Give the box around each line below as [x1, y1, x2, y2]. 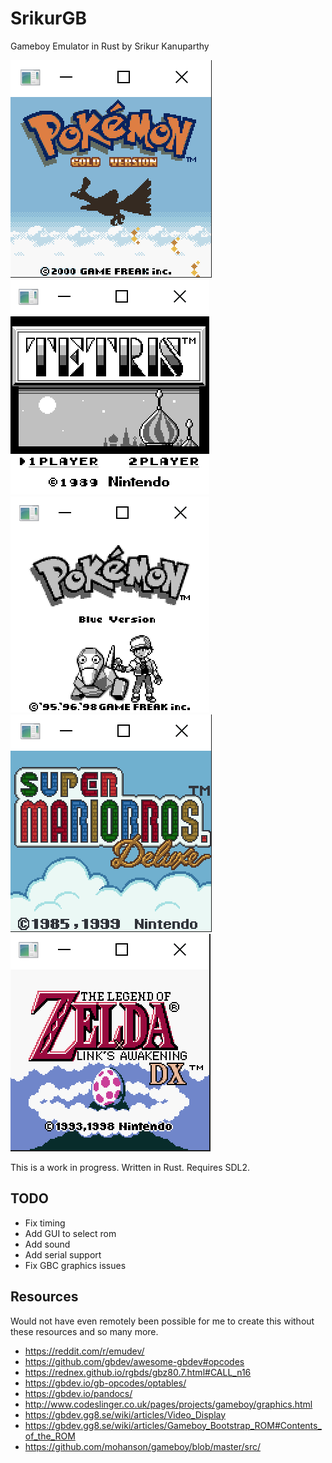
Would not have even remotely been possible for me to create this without [10, 1315, 315, 1327]
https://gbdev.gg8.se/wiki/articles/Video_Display [24, 1408, 227, 1421]
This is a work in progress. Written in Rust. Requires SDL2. [10, 1161, 251, 1173]
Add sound [24, 1238, 71, 1250]
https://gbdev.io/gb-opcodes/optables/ [24, 1377, 187, 1389]
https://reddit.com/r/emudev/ [24, 1345, 145, 1357]
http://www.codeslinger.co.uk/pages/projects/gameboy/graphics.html [24, 1398, 313, 1410]
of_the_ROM [24, 1430, 76, 1442]
